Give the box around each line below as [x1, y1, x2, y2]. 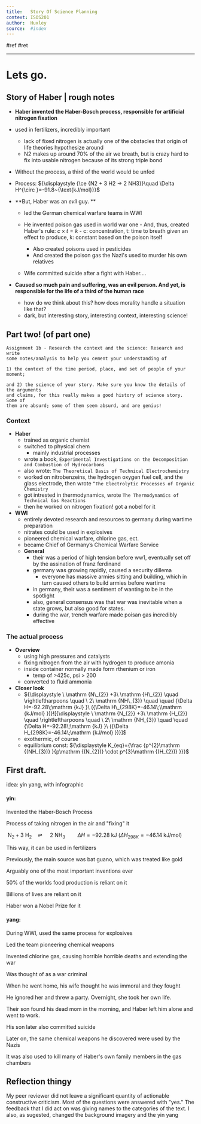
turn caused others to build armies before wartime [41, 579, 166, 587]
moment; [6, 372, 26, 378]
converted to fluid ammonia [23, 678, 92, 685]
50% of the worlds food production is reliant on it [6, 879, 127, 886]
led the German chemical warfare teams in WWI [23, 209, 142, 217]
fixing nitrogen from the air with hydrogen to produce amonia [23, 659, 175, 666]
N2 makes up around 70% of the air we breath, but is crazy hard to [23, 150, 189, 157]
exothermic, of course [23, 735, 79, 742]
